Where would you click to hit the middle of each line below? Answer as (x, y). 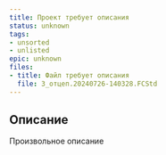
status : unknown (39, 26)
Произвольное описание (57, 141)
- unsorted (29, 42)
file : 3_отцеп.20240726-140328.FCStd (87, 84)
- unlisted (29, 51)
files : (21, 68)
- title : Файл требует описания (69, 76)
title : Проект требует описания (69, 17)
